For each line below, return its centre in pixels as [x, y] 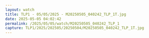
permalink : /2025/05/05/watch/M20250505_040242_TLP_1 [62, 23]
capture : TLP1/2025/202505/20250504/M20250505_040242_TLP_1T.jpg [74, 28]
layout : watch [20, 10]
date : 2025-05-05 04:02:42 [33, 19]
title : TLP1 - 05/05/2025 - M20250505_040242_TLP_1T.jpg [66, 14]
